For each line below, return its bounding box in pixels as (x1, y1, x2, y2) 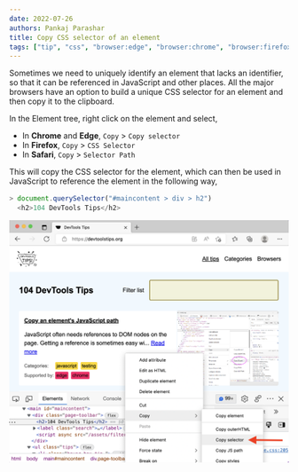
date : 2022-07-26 (9, 14, 74, 23)
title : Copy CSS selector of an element (9, 33, 161, 42)
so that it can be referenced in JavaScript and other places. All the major (9, 77, 274, 88)
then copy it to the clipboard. (9, 96, 115, 106)
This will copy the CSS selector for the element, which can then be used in (9, 167, 282, 177)
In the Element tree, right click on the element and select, (9, 114, 218, 124)
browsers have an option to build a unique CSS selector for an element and (9, 87, 284, 98)
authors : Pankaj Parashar (9, 23, 105, 33)
